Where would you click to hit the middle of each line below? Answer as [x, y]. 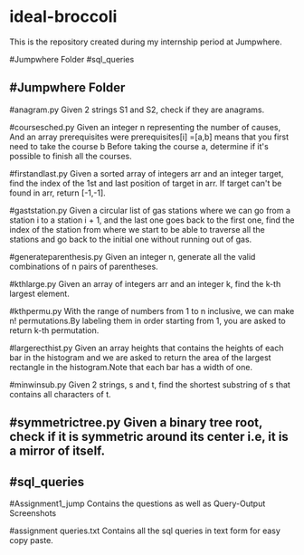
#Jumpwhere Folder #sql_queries [72, 59]
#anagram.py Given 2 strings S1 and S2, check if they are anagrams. [137, 110]
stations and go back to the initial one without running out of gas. [131, 239]
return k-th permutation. [54, 330]
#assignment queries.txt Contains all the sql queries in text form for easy [145, 531]
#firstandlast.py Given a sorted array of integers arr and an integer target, [147, 173]
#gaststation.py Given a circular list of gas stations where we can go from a [150, 210]
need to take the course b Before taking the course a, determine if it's [139, 146]
